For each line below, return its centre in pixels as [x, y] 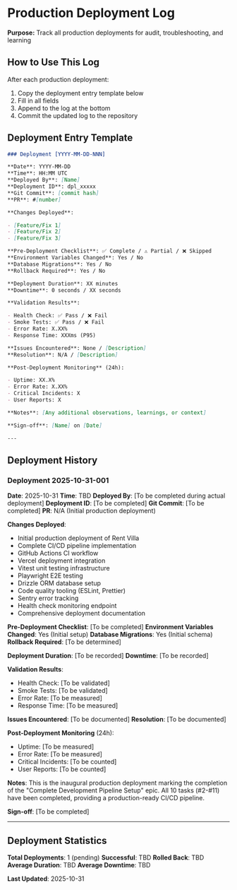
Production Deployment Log [91, 13]
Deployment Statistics [57, 840]
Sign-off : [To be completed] [48, 812]
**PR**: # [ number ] [34, 199]
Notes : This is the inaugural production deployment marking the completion [117, 783]
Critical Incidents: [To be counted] [67, 762]
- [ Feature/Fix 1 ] [34, 225]
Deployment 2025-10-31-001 [58, 480]
